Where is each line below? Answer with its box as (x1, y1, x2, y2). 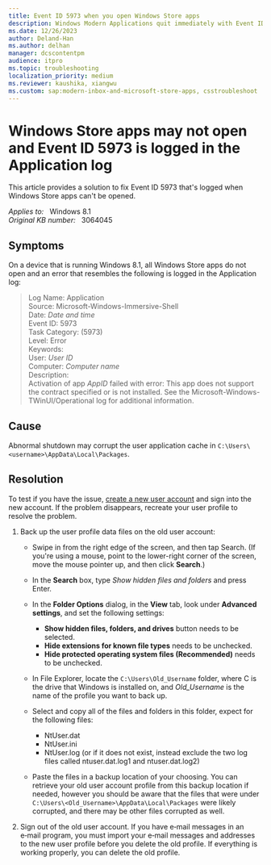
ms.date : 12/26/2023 (8, 27, 78, 35)
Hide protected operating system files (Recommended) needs (44, 649, 256, 658)
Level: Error (27, 336, 67, 345)
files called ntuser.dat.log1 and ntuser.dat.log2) (44, 756, 200, 766)
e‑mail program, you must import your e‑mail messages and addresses (19, 830, 256, 840)
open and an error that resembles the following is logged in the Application (8, 269, 256, 278)
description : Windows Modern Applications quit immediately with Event (8, 19, 254, 27)
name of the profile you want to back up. (31, 691, 168, 700)
